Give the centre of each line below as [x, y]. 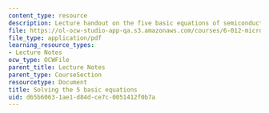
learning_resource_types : [51, 45]
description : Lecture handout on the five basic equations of [114, 23]
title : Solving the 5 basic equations [73, 90]
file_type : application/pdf [55, 38]
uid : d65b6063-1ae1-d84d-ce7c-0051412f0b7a [82, 97]
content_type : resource [48, 16]
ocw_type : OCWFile [39, 60]
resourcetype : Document [48, 82]
